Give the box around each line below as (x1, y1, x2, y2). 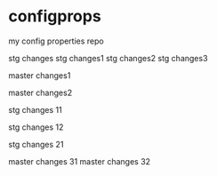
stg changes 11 (8, 104, 63, 115)
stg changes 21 (8, 139, 64, 149)
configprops (8, 6, 101, 27)
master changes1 (8, 69, 71, 81)
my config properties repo (8, 36, 104, 46)
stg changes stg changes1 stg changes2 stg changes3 (8, 52, 208, 63)
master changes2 (8, 87, 73, 98)
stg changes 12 (8, 122, 64, 132)
